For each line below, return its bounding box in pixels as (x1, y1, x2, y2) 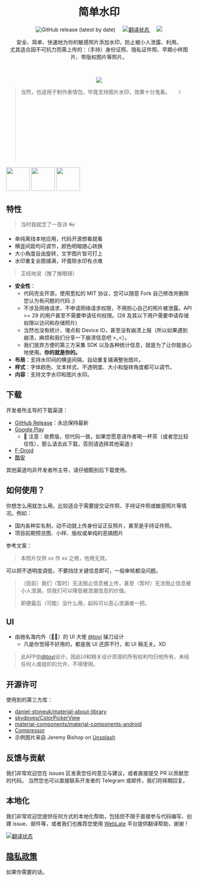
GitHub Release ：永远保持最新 (14, 419, 89, 426)
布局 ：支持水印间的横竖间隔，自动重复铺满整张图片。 (14, 356, 144, 363)
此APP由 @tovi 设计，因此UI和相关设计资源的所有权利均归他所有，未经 (20, 653, 190, 660)
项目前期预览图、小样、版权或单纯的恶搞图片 (14, 529, 124, 536)
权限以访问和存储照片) (23, 319, 78, 326)
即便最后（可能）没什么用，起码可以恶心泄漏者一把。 (20, 600, 150, 607)
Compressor (14, 727, 45, 734)
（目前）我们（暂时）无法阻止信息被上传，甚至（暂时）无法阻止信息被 (20, 579, 192, 587)
